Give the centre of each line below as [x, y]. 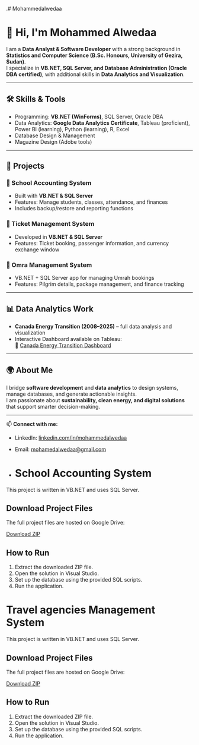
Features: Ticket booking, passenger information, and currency [92, 243]
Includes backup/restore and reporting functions [74, 209]
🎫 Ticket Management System [50, 224]
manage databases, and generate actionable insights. [72, 394]
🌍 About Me [30, 370]
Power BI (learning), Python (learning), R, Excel [72, 129]
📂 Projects [25, 166]
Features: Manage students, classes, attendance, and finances [91, 202]
